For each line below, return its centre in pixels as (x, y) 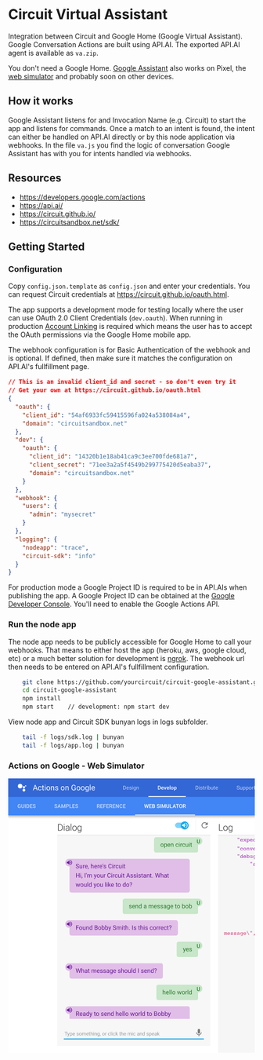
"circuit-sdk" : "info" (59, 556)
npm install (41, 699)
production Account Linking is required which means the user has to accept (130, 327)
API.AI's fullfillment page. (49, 367)
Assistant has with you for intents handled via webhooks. (100, 153)
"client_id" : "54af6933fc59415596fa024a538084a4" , (106, 415)
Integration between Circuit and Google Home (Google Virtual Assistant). (125, 36)
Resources (35, 178)
